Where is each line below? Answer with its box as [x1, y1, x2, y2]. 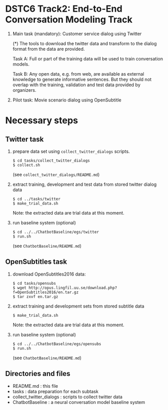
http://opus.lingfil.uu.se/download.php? [28, 285, 117, 290]
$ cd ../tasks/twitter [12, 196, 61, 201]
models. [12, 61, 30, 67]
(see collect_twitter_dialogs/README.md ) [12, 171, 100, 178]
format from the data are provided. [12, 46, 85, 52]
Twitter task [5, 135, 44, 144]
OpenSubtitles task [5, 257, 67, 266]
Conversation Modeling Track [5, 14, 133, 25]
